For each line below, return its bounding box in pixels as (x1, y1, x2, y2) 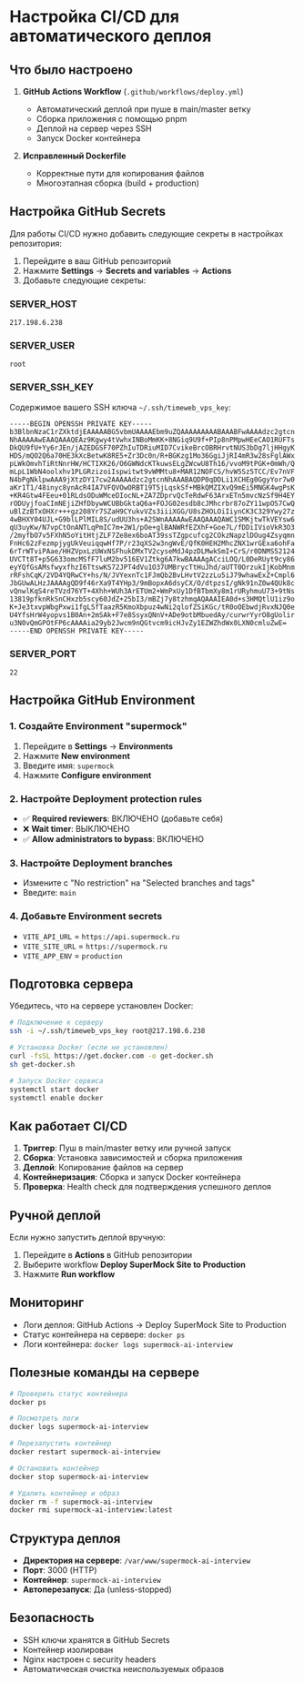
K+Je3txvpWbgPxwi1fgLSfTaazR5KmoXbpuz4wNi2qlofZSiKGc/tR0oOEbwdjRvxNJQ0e (9, 603, 296, 612)
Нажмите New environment (22, 750, 130, 761)
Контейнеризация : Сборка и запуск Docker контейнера (22, 1171, 241, 1182)
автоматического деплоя (9, 25, 212, 46)
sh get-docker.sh (9, 1059, 76, 1069)
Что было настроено (9, 62, 134, 77)
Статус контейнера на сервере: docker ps (22, 1329, 186, 1340)
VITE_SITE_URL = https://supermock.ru (22, 940, 168, 951)
